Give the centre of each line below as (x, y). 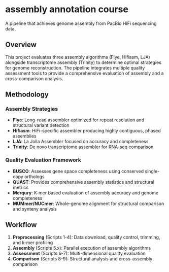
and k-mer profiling (33, 243)
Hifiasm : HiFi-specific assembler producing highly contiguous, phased (87, 131)
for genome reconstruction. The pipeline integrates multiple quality (75, 67)
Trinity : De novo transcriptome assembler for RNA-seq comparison (83, 147)
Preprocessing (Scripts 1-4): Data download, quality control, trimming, (86, 237)
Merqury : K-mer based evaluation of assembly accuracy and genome (86, 193)
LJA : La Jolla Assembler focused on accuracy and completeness (80, 142)
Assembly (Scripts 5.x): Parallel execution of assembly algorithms (82, 248)
